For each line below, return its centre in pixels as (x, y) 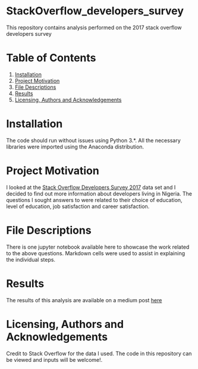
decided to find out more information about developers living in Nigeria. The (99, 193)
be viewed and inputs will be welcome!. (54, 359)
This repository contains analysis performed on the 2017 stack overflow (94, 27)
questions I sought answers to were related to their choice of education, (94, 200)
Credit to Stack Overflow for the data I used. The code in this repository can (99, 354)
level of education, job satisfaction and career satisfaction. (78, 206)
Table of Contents (51, 58)
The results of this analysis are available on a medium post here (84, 300)
